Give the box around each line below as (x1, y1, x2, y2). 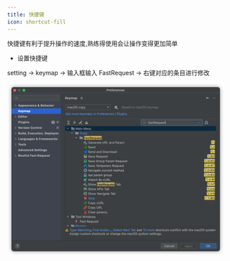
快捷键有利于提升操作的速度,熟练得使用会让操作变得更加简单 (7, 39, 178, 48)
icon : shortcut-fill (7, 18, 67, 26)
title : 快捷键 (7, 11, 45, 18)
